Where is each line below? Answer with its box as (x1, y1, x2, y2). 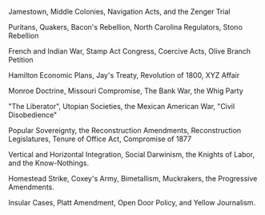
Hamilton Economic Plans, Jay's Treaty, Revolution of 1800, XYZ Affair (8, 71, 240, 79)
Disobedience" (8, 110, 58, 120)
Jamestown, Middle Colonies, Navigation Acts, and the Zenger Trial (8, 7, 231, 16)
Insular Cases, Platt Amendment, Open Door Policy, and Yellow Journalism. (8, 198, 256, 207)
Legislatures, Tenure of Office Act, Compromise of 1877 (8, 134, 192, 144)
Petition (8, 55, 34, 64)
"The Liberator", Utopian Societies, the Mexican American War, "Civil (8, 102, 235, 111)
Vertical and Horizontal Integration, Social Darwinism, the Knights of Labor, (8, 150, 255, 159)
